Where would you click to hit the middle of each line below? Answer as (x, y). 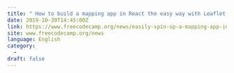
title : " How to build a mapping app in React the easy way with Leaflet (117, 14)
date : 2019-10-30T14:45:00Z (48, 20)
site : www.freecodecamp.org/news (56, 33)
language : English (34, 40)
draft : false (26, 59)
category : (22, 46)
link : (15, 26)
